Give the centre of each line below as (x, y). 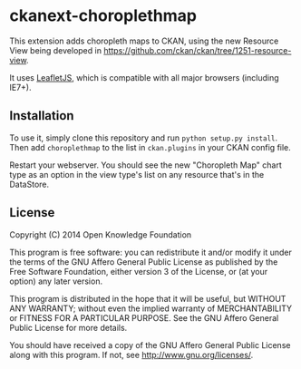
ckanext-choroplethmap (103, 16)
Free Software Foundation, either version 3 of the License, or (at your (139, 271)
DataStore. (29, 184)
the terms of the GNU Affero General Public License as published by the (144, 262)
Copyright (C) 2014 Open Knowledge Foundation (101, 234)
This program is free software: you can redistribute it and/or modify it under (150, 252)
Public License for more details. (68, 327)
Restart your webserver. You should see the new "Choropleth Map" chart (146, 165)
